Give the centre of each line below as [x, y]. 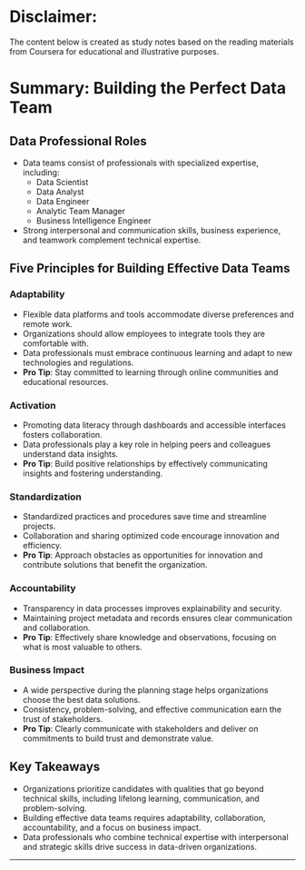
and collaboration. [56, 628]
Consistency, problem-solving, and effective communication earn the [152, 709]
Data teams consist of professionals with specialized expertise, [140, 163]
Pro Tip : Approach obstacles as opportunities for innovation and [143, 555]
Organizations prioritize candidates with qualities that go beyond [143, 788]
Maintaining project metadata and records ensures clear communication [157, 618]
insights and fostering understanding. [93, 473]
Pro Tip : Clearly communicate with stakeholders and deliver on [140, 728]
